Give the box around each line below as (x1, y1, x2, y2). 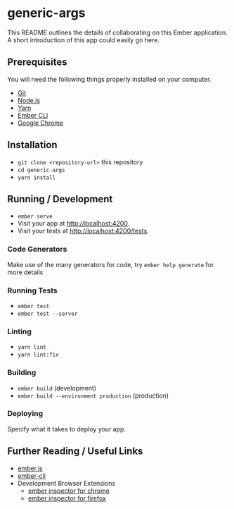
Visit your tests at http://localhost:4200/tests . (17, 227, 149, 235)
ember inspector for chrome (27, 486, 110, 495)
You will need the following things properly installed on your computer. (7, 75, 212, 83)
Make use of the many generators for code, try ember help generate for (7, 260, 214, 269)
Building (7, 368, 37, 378)
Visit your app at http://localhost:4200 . (17, 219, 130, 228)
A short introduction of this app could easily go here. (7, 35, 160, 44)
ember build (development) (17, 384, 97, 392)
